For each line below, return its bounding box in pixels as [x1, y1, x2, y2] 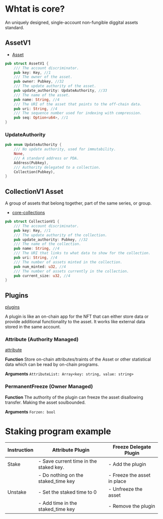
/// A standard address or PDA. [14, 156, 79, 161]
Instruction [7, 446, 34, 453]
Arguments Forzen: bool [5, 409, 56, 415]
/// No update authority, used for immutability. [14, 147, 116, 152]
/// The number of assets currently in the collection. [14, 269, 130, 274]
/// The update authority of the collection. [14, 232, 108, 238]
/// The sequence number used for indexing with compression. [14, 111, 142, 116]
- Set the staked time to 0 [38, 488, 97, 495]
